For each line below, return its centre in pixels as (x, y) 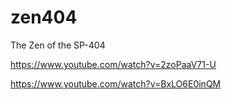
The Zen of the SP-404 (58, 45)
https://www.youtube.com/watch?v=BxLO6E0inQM (116, 83)
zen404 (44, 17)
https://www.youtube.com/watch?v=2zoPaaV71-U (113, 64)
